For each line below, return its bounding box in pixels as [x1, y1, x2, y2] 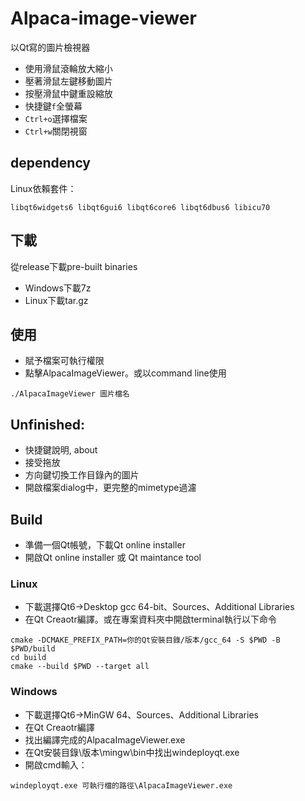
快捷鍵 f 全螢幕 [24, 100, 83, 112]
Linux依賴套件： [10, 182, 77, 194]
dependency [10, 155, 92, 172]
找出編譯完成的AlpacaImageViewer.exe [24, 733, 186, 746]
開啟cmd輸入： [24, 758, 88, 771]
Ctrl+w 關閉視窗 [24, 125, 88, 137]
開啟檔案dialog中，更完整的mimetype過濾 [24, 482, 197, 494]
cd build [10, 653, 47, 663]
